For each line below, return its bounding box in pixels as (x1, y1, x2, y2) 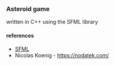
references (6, 32, 35, 39)
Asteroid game (6, 5, 50, 13)
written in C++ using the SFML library (6, 18, 98, 26)
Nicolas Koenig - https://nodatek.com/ (14, 51, 109, 58)
